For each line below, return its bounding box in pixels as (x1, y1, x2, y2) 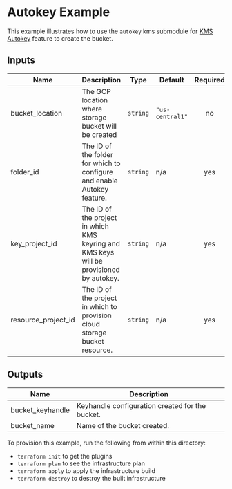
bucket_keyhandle (10, 405, 70, 415)
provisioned (81, 264, 121, 274)
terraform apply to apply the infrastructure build (17, 466, 155, 474)
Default (159, 75, 184, 84)
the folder (81, 149, 114, 159)
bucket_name (10, 421, 55, 430)
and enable (81, 176, 119, 185)
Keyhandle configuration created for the (76, 400, 206, 410)
